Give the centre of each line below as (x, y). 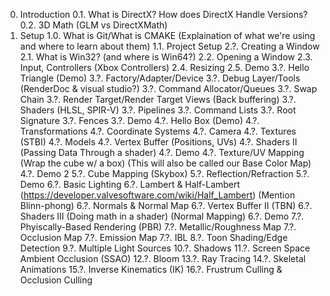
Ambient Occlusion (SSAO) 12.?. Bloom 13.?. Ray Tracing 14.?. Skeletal (163, 258)
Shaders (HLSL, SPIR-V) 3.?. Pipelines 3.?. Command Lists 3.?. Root (158, 110)
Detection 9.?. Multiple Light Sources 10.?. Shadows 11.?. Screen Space (165, 248)
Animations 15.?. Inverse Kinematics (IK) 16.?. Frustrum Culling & (151, 269)
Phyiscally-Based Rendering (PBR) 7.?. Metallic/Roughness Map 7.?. (158, 227)
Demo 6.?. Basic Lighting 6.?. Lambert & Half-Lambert (130, 184)
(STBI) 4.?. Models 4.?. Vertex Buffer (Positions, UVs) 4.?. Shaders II (158, 142)
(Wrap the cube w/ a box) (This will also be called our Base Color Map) (165, 163)
